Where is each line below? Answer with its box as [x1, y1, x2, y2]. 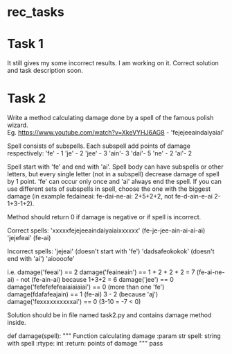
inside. [7, 319, 26, 327]
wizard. [7, 121, 29, 129]
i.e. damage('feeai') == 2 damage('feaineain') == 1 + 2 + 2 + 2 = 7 [7, 268, 195, 276]
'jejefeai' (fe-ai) [7, 234, 51, 242]
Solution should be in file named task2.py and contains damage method [7, 311, 212, 319]
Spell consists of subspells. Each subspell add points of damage [7, 142, 190, 150]
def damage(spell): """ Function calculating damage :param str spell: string [7, 332, 222, 340]
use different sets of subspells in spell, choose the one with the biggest [7, 185, 211, 193]
